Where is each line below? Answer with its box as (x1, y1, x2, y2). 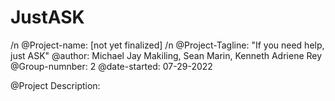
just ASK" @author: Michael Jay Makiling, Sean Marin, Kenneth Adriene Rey (10, 49, 323, 61)
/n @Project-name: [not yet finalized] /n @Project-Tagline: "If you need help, (10, 39, 325, 51)
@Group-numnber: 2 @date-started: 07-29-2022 (10, 60, 213, 72)
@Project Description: (10, 79, 101, 91)
